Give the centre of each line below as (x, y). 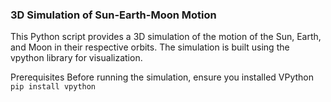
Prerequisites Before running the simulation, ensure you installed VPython (162, 77)
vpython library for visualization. (76, 58)
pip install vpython (53, 87)
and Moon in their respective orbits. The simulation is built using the (150, 47)
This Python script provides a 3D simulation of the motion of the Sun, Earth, (166, 37)
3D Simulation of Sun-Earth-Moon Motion (113, 15)
